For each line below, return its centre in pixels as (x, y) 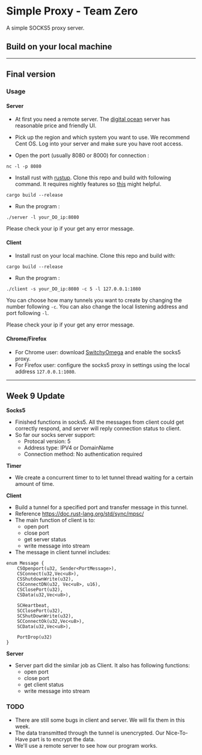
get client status (44, 685)
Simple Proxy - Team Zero (72, 11)
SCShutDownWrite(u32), (45, 616)
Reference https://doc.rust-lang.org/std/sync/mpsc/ (79, 514)
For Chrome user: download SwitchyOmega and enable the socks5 (98, 352)
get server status (45, 540)
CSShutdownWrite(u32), (45, 579)
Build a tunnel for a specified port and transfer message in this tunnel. (101, 508)
